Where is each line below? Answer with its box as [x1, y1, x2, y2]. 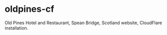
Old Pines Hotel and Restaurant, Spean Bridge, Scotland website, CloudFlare [4, 20, 162, 26]
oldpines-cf [4, 3, 54, 15]
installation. [4, 25, 28, 31]
